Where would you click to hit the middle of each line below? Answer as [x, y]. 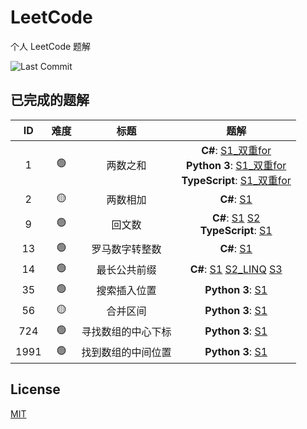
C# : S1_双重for [236, 150]
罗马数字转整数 [126, 249]
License [35, 389]
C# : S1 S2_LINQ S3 [236, 269]
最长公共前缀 [126, 270]
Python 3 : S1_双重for [236, 165]
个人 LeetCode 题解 [51, 46]
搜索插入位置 [126, 291]
